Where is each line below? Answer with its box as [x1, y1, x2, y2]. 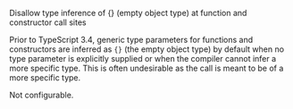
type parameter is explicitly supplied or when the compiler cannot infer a [9, 54, 277, 63]
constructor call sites [9, 17, 87, 28]
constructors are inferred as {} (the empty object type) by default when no [9, 44, 284, 54]
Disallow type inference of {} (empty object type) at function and [9, 8, 247, 18]
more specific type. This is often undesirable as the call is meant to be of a [9, 63, 284, 73]
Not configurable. [9, 89, 74, 100]
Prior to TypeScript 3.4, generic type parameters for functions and [9, 35, 254, 45]
